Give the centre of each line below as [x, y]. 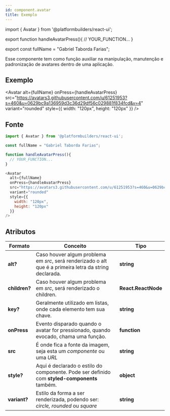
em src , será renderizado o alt [71, 261]
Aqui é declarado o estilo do [69, 366]
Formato [19, 246]
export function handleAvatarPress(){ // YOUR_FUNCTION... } [69, 39]
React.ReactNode [141, 288]
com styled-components [67, 378]
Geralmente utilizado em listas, [72, 303]
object [127, 375]
